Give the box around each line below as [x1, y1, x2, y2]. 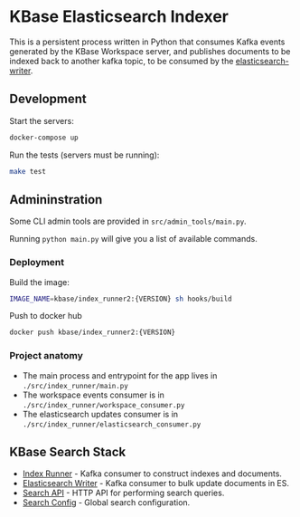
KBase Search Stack [9, 445, 127, 460]
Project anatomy [9, 349, 84, 362]
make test [9, 167, 47, 176]
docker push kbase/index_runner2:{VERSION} [9, 328, 176, 337]
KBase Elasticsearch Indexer [9, 6, 229, 27]
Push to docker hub [9, 311, 83, 321]
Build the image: [9, 276, 70, 287]
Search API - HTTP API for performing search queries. [22, 487, 225, 499]
